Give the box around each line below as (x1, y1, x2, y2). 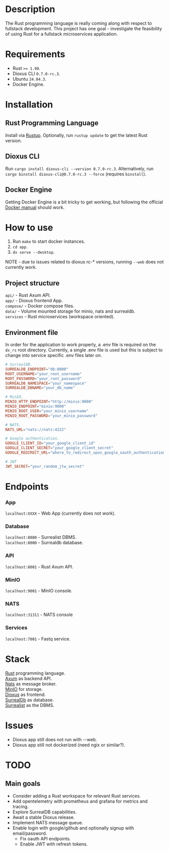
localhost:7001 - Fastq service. (5, 635, 71, 642)
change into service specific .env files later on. (5, 352, 102, 359)
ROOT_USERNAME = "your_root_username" (5, 371, 82, 376)
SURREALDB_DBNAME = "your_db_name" (5, 385, 75, 391)
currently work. (5, 264, 37, 270)
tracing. (12, 803, 29, 809)
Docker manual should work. (5, 204, 65, 210)
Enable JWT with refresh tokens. (20, 841, 88, 847)
